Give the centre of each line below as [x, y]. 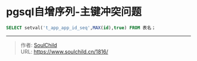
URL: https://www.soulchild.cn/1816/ [64, 51]
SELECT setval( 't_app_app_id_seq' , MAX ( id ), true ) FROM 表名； [81, 28]
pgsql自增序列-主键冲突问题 [74, 12]
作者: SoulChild [39, 45]
